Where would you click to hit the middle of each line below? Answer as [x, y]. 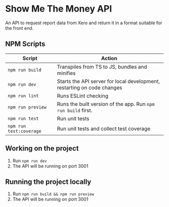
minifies [66, 73]
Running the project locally [48, 182]
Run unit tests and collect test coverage [104, 128]
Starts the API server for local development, [108, 81]
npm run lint [23, 96]
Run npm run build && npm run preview [53, 194]
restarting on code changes [90, 87]
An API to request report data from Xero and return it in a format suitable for [84, 23]
